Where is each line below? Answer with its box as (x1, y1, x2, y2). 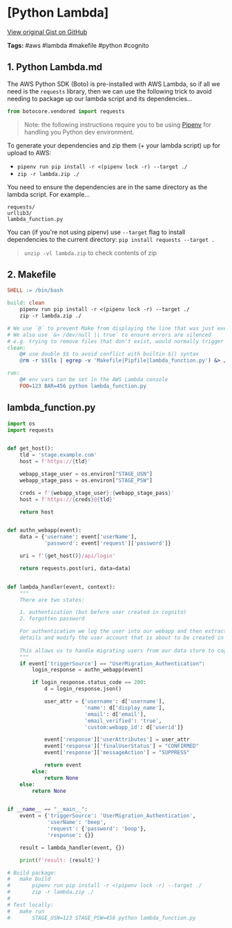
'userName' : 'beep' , (47, 819, 107, 826)
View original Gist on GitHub (7, 28, 88, 36)
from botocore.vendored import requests (7, 107, 126, 115)
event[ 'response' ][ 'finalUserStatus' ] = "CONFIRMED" (43, 743, 199, 750)
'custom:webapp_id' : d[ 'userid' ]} (84, 724, 184, 730)
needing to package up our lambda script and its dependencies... (7, 94, 193, 103)
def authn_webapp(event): (7, 527, 81, 534)
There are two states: (19, 596, 85, 604)
